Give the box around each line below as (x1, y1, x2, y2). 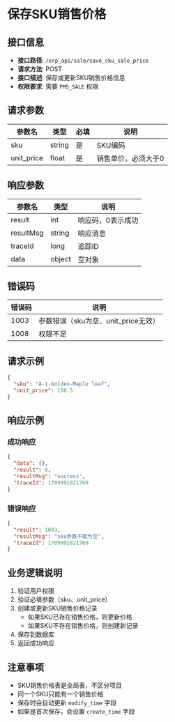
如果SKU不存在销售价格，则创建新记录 (27, 622, 139, 630)
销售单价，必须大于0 (96, 153, 165, 163)
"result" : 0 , (13, 466, 52, 474)
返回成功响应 (17, 639, 54, 647)
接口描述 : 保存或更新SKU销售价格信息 (17, 74, 125, 82)
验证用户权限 (17, 587, 54, 595)
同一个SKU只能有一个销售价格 (17, 689, 104, 698)
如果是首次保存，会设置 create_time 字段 (17, 707, 135, 715)
